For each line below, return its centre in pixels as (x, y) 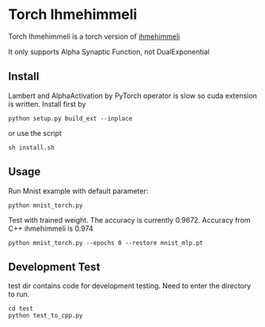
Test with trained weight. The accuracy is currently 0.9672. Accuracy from (129, 220)
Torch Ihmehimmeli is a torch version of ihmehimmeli (94, 36)
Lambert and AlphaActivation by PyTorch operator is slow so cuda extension (132, 96)
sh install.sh (32, 148)
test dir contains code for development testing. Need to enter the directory (130, 286)
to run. (19, 295)
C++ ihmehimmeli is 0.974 (51, 228)
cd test (21, 309)
